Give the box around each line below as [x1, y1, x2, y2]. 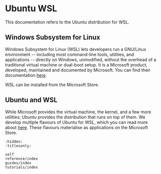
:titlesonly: [5, 143, 32, 148]
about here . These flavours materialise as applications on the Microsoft [5, 124, 148, 130]
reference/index [5, 156, 38, 161]
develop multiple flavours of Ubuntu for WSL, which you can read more [5, 119, 148, 125]
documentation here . [5, 72, 47, 78]
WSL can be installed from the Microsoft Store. [5, 82, 99, 87]
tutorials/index [5, 165, 38, 170]
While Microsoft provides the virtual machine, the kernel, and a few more [5, 109, 151, 115]
